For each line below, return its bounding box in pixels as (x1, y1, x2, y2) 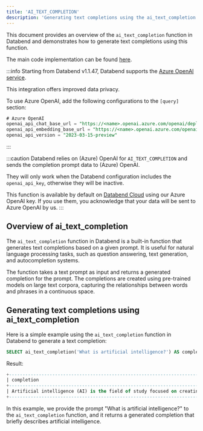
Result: (6, 360, 24, 367)
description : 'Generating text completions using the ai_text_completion (6, 15, 196, 21)
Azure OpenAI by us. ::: (6, 204, 64, 211)
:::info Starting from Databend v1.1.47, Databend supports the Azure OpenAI (6, 67, 195, 74)
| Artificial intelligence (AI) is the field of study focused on (6, 388, 177, 395)
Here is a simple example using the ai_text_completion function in (6, 331, 172, 338)
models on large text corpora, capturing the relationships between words (6, 281, 188, 288)
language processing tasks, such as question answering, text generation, (6, 250, 188, 258)
